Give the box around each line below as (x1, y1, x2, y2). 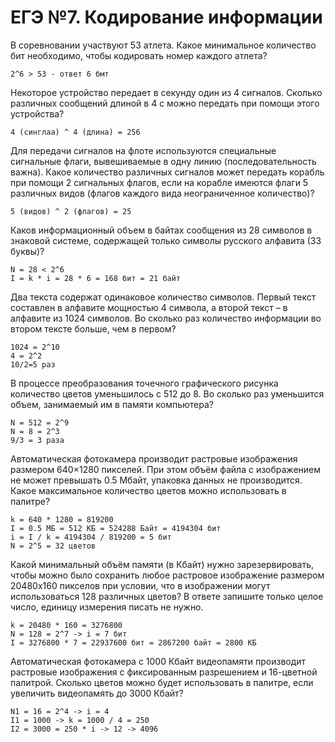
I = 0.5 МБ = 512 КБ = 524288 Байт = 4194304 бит (10, 523, 222, 533)
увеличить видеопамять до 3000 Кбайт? (10, 687, 184, 699)
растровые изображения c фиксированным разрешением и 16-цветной (10, 666, 318, 678)
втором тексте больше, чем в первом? (10, 322, 177, 335)
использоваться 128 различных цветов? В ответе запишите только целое (10, 590, 324, 602)
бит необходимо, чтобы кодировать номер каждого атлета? (10, 49, 268, 61)
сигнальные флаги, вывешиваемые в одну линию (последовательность (10, 155, 317, 167)
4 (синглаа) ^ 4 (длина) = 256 (10, 127, 141, 137)
